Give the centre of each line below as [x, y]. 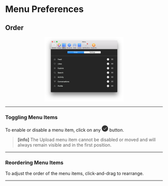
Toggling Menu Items [31, 117]
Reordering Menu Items [34, 162]
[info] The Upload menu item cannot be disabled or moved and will [86, 140]
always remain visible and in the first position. [64, 145]
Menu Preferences [44, 9]
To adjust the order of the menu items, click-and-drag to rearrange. [74, 173]
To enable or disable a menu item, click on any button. [64, 130]
